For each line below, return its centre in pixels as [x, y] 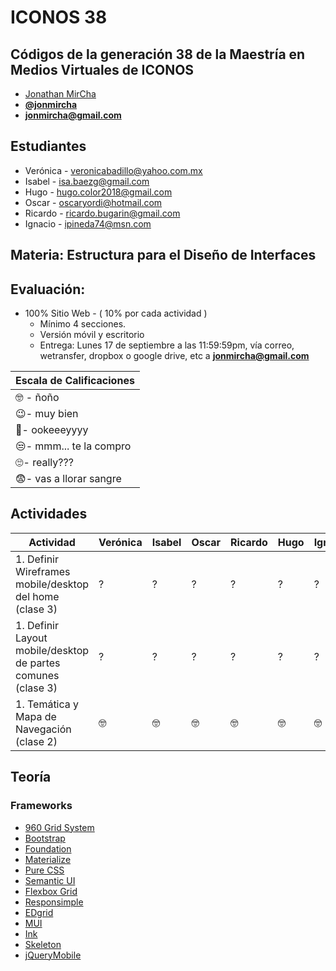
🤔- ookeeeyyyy [52, 430]
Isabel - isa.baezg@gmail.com [87, 181]
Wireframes [43, 571]
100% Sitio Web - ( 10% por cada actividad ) [116, 313]
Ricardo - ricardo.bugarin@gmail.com [102, 213]
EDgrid [39, 912]
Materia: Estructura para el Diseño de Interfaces [163, 255]
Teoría [31, 777]
